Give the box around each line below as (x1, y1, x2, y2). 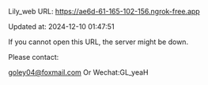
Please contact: (8, 53, 59, 61)
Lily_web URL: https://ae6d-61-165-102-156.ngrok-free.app (8, 7, 200, 16)
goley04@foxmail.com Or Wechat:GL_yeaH (8, 68, 149, 77)
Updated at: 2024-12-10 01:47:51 (8, 22, 115, 31)
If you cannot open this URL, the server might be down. (8, 37, 188, 46)
